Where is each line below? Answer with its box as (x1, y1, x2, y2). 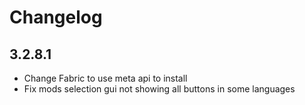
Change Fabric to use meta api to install (23, 72, 188, 84)
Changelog (9, 6, 103, 29)
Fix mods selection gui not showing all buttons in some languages (23, 83, 296, 95)
